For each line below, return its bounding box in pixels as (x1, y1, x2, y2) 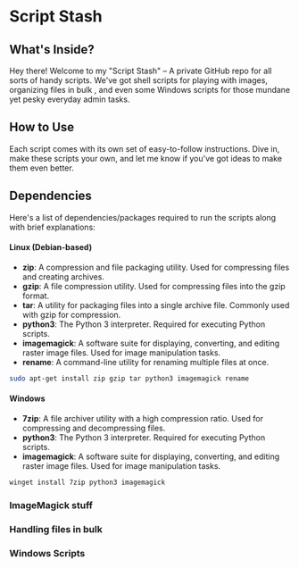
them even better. (9, 163, 74, 173)
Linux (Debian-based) (9, 242, 92, 253)
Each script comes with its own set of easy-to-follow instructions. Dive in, (9, 143, 280, 154)
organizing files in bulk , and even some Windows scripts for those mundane (9, 85, 291, 95)
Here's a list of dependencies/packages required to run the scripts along (9, 212, 277, 222)
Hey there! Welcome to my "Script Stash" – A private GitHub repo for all (9, 65, 272, 76)
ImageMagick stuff (9, 498, 94, 511)
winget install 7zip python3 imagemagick (9, 478, 166, 487)
